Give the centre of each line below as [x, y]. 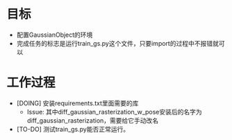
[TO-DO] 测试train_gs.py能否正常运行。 [73, 129]
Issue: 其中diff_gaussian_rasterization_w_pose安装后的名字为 [114, 112]
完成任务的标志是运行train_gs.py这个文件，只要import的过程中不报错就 [118, 43]
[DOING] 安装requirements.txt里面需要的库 [77, 103]
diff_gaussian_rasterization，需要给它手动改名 [93, 120]
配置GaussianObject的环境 [55, 35]
